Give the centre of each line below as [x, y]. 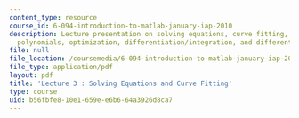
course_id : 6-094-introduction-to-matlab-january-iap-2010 [121, 26]
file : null [29, 51]
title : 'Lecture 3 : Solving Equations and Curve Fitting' [121, 83]
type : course [33, 91]
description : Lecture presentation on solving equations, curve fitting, [149, 34]
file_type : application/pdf [61, 67]
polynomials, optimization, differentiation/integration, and [135, 42]
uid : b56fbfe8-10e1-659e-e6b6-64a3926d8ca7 [91, 100]
